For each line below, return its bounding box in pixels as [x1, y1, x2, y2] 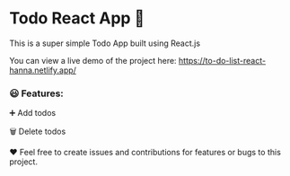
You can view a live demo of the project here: [9, 55, 177, 66]
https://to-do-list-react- [178, 55, 267, 66]
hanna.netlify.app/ [9, 65, 76, 75]
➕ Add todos [9, 108, 57, 119]
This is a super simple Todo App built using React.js [9, 38, 200, 48]
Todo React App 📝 [9, 8, 145, 29]
